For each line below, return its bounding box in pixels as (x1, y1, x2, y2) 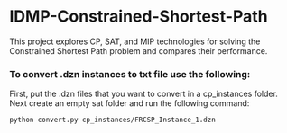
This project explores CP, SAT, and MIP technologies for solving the (9, 36, 261, 47)
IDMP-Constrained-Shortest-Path (9, 6, 268, 27)
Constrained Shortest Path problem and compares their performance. (9, 45, 268, 56)
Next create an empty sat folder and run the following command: (9, 98, 250, 109)
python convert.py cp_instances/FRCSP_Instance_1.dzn (9, 115, 217, 125)
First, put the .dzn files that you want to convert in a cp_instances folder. (9, 88, 278, 100)
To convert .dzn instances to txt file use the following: (9, 67, 251, 80)
